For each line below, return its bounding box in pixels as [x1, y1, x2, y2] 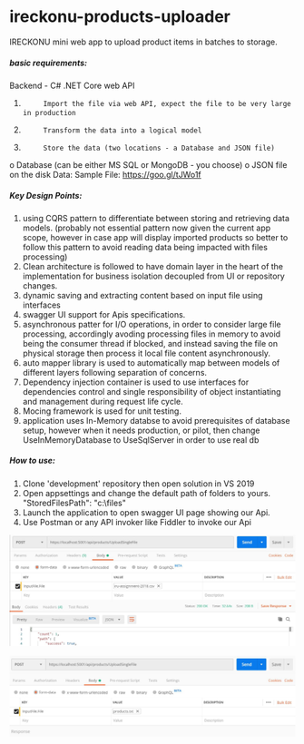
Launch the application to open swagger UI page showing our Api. [22, 506, 270, 518]
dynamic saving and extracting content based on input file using [22, 289, 263, 300]
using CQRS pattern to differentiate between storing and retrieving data [22, 212, 290, 223]
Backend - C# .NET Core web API [9, 80, 135, 91]
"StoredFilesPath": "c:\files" [22, 497, 127, 508]
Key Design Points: [9, 190, 83, 201]
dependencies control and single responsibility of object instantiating [22, 386, 281, 396]
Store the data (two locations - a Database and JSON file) [43, 143, 275, 152]
